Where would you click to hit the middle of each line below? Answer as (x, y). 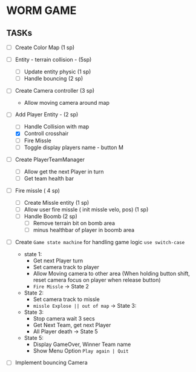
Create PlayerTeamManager (50, 159)
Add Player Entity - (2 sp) (47, 115)
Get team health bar (49, 178)
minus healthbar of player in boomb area (84, 230)
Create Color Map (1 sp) (45, 47)
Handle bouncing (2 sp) (54, 79)
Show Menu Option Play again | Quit (81, 351)
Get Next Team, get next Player (72, 325)
